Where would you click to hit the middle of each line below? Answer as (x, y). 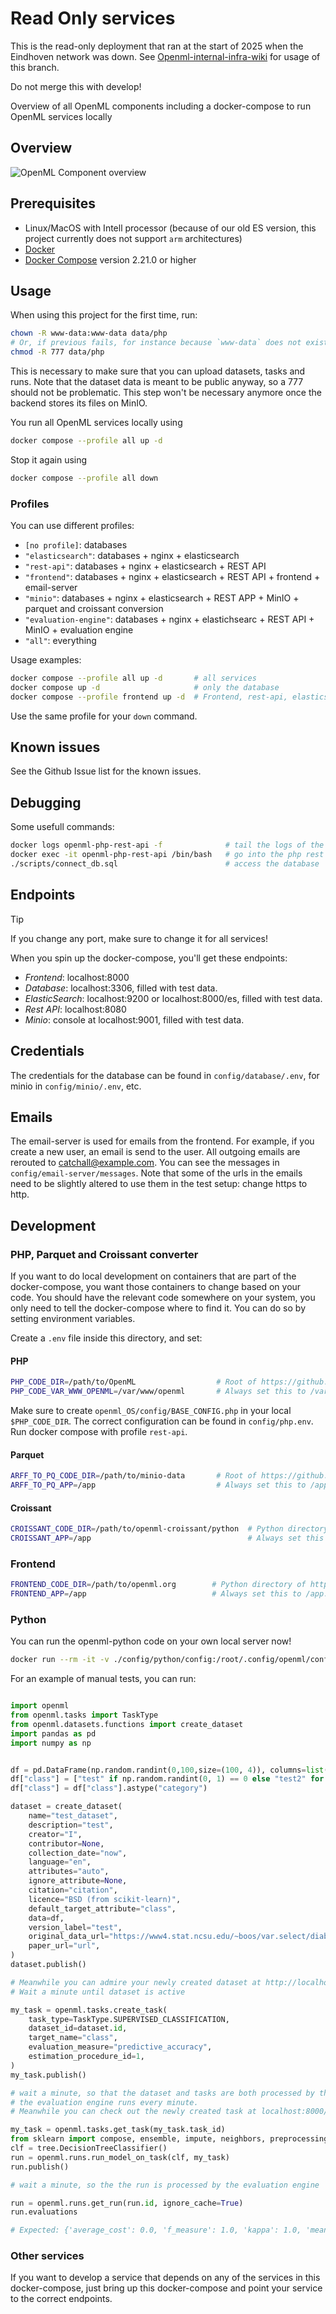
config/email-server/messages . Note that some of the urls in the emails (156, 1173)
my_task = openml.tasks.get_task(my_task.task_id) (118, 2130)
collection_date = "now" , (78, 1853)
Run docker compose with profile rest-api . (99, 1431)
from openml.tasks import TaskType (84, 1715)
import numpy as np (51, 1743)
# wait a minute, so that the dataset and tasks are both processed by (162, 2093)
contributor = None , (66, 1843)
